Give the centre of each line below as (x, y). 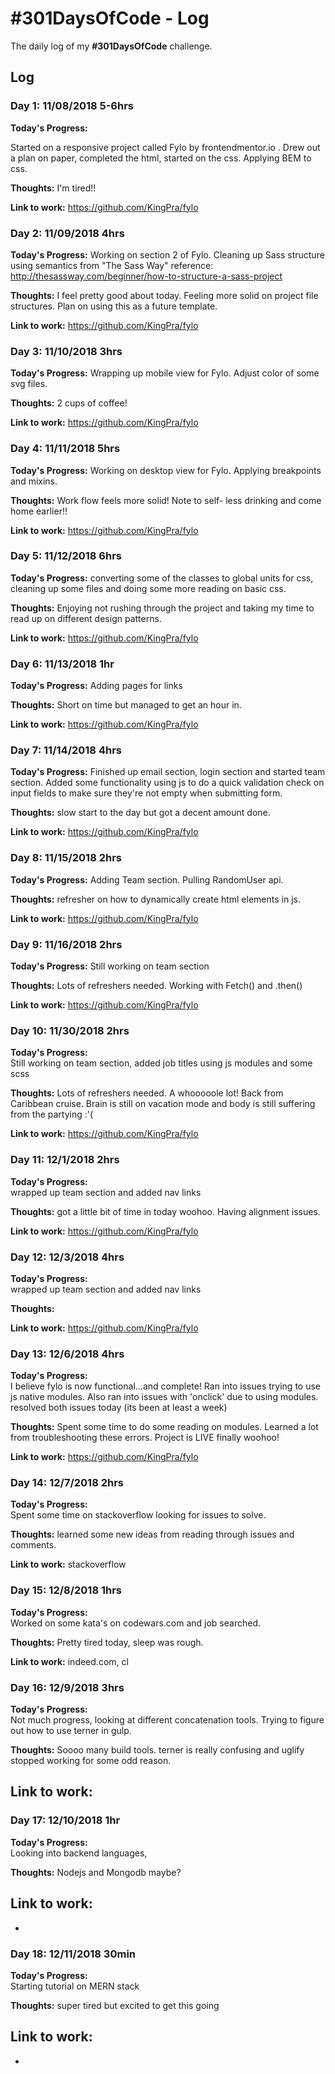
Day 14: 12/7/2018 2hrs (67, 1483)
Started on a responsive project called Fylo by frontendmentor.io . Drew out (165, 147)
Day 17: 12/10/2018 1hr (65, 1820)
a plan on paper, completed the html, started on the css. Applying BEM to (161, 158)
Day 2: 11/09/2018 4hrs (67, 233)
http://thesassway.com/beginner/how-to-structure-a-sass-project (146, 276)
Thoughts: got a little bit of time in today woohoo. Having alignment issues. (165, 1211)
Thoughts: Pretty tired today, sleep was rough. (107, 1642)
